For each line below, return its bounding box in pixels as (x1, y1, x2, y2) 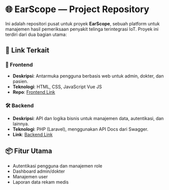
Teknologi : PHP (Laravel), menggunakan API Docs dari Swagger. (12, 126, 149, 132)
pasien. (12, 78, 28, 84)
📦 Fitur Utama (5, 147, 52, 156)
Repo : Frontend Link (12, 89, 55, 95)
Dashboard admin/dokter (12, 168, 65, 174)
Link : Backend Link (12, 131, 53, 137)
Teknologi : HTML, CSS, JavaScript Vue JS (12, 84, 103, 90)
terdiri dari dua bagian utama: (5, 31, 67, 37)
